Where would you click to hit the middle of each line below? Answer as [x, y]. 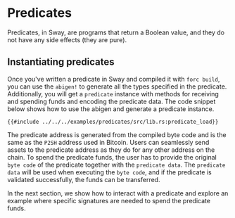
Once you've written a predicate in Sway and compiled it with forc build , [114, 79]
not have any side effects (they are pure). [67, 39]
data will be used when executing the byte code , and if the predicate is [110, 172]
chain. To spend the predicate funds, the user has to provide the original [112, 157]
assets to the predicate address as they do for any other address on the [111, 150]
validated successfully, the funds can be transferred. [84, 179]
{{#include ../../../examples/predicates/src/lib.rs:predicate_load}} [113, 122]
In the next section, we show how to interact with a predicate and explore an [118, 193]
